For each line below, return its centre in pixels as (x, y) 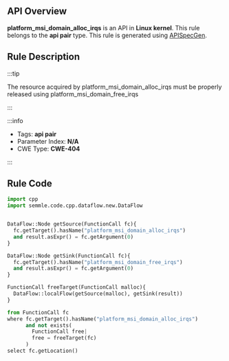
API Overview (37, 11)
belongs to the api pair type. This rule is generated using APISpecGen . (107, 35)
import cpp (23, 199)
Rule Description (44, 57)
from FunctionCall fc (38, 312)
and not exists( (48, 325)
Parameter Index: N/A (48, 141)
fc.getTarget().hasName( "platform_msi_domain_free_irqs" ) (98, 262)
